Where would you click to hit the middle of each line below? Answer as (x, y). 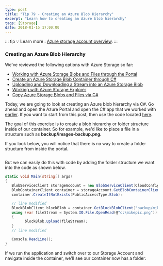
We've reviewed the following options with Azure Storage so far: (69, 65)
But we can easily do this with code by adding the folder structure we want (80, 163)
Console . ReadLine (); (32, 239)
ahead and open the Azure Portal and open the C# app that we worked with (81, 109)
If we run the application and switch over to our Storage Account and (74, 253)
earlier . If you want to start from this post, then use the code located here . (79, 115)
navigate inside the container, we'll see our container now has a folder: (76, 258)
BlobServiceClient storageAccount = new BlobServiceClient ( (73, 186)
